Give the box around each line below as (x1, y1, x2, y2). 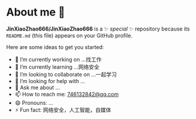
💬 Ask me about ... (14, 84, 60, 91)
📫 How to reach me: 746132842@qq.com (14, 90, 119, 97)
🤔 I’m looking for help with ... (14, 77, 85, 84)
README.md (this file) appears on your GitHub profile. (6, 32, 133, 39)
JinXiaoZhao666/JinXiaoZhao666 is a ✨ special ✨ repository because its (6, 25, 190, 32)
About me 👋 (6, 5, 66, 19)
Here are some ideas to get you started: (6, 43, 105, 50)
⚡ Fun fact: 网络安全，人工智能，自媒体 (14, 106, 112, 113)
